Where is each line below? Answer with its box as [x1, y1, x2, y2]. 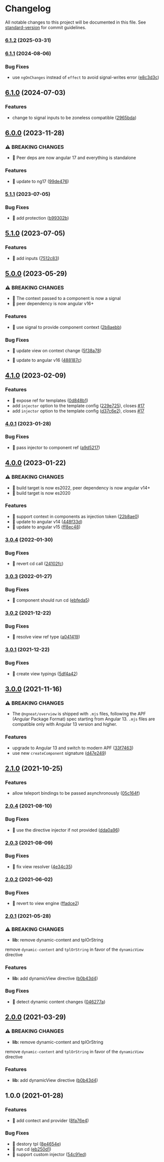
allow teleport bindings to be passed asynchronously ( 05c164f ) [12, 790, 140, 796]
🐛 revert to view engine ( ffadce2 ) [12, 901, 80, 906]
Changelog [5, 3, 51, 14]
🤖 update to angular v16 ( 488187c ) [12, 357, 82, 363]
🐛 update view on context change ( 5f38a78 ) [12, 348, 102, 354]
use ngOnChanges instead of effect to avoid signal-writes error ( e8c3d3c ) [12, 74, 160, 80]
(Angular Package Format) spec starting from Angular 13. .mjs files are [12, 716, 155, 722]
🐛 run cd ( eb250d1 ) [12, 1146, 52, 1152]
